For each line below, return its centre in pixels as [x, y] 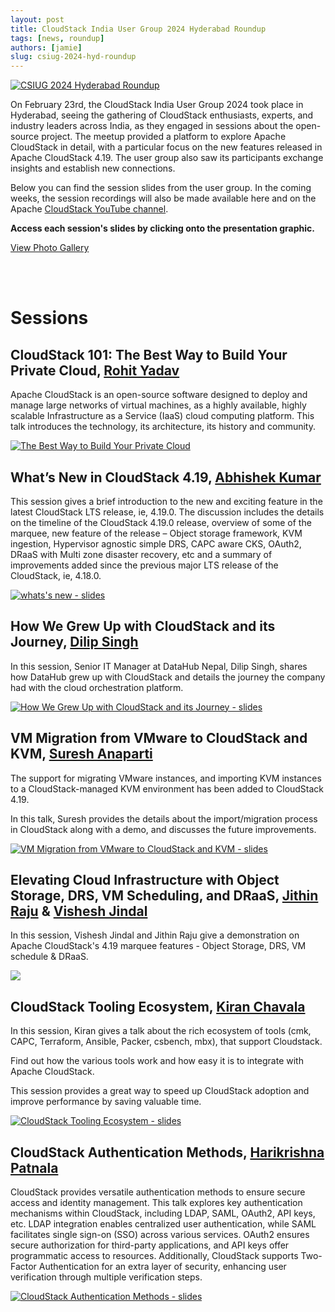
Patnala [34, 1167]
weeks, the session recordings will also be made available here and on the [163, 198]
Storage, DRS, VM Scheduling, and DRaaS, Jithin [164, 895]
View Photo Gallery [50, 248]
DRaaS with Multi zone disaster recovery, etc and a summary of [141, 554]
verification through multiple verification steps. [106, 1277]
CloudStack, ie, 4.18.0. [56, 575]
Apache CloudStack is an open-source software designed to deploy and [159, 395]
